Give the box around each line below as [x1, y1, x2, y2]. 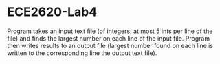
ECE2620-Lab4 [7, 4, 98, 20]
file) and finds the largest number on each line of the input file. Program [7, 34, 210, 42]
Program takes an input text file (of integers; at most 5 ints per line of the [7, 27, 213, 35]
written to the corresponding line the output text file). [7, 49, 157, 57]
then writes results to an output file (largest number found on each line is [7, 41, 214, 50]
